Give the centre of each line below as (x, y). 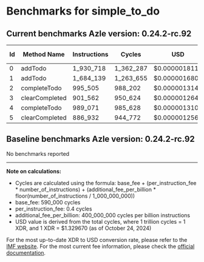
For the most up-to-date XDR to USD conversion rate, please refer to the (97, 240)
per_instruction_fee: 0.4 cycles (53, 209)
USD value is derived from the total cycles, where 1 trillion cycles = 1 (100, 221)
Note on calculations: (34, 171)
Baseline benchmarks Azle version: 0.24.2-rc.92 (101, 139)
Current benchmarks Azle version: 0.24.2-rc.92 (99, 34)
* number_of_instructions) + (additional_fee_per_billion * (85, 189)
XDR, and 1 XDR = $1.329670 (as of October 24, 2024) (83, 228)
